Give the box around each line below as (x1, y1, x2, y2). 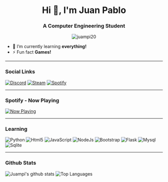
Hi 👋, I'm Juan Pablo (41, 5, 126, 16)
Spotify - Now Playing (5, 97, 59, 104)
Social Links (5, 68, 35, 75)
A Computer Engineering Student (42, 23, 125, 30)
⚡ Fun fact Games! (12, 49, 51, 55)
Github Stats (5, 159, 36, 166)
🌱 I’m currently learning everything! (12, 44, 86, 50)
